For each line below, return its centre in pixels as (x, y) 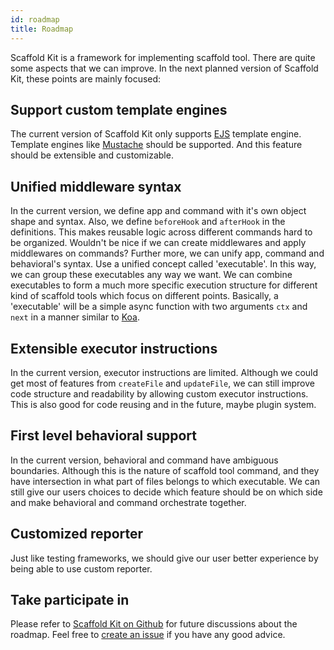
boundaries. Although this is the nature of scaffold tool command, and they (165, 470)
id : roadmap (35, 19)
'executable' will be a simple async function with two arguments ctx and (159, 307)
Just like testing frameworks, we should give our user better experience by (164, 558)
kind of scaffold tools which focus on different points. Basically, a (144, 296)
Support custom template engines (119, 109)
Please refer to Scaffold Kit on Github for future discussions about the (154, 624)
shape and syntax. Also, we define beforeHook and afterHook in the (148, 222)
